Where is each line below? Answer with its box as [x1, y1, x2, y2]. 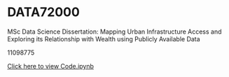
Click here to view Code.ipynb [7, 62, 95, 70]
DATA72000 [7, 4, 81, 20]
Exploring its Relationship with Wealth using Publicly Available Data [7, 34, 201, 43]
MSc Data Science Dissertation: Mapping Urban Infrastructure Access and [7, 27, 222, 36]
